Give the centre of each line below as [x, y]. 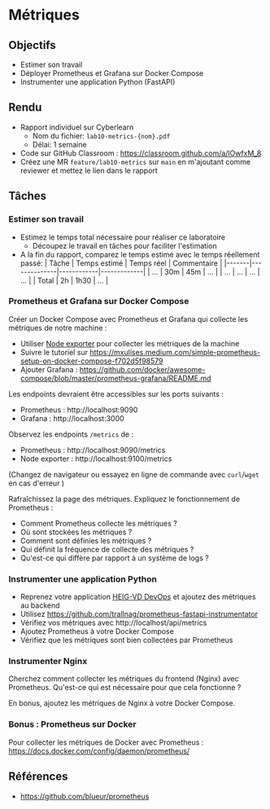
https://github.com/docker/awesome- [142, 369]
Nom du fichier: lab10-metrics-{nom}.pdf [101, 135]
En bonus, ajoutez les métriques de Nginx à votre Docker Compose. [122, 703]
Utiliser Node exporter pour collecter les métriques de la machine [130, 343]
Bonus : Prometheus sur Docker [72, 724]
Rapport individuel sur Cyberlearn [77, 127]
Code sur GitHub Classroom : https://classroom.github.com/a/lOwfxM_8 [141, 153]
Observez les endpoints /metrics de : [71, 434]
